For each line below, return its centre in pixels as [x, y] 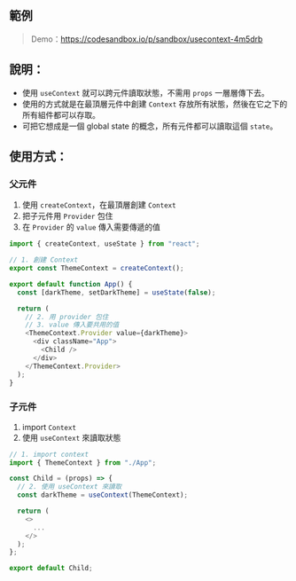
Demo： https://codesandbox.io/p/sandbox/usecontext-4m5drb [147, 39]
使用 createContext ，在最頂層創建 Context [99, 205]
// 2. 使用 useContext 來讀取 [70, 487]
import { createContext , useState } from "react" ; [105, 244]
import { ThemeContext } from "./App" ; [83, 463]
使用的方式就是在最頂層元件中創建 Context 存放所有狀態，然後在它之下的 [155, 104]
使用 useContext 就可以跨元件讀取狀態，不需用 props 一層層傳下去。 [145, 92]
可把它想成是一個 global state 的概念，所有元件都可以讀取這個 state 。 [150, 126]
